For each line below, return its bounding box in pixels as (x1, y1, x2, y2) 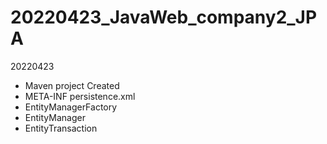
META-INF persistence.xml (24, 90, 136, 102)
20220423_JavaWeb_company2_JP (10, 6, 318, 29)
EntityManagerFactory (24, 101, 118, 113)
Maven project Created (24, 79, 120, 91)
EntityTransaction (24, 122, 98, 134)
